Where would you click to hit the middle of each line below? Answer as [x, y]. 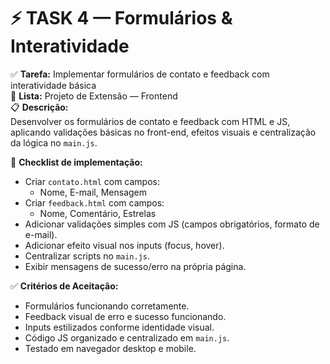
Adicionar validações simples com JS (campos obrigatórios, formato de [172, 224]
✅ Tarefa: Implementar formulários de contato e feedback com [140, 74]
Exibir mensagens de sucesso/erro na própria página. [135, 266]
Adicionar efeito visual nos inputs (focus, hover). [124, 245]
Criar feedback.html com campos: [94, 202]
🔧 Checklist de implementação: [76, 162]
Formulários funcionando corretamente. [107, 306]
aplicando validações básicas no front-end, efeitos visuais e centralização [163, 132]
